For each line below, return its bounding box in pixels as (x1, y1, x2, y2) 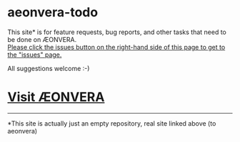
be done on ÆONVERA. (7, 35, 77, 43)
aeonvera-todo (7, 4, 99, 21)
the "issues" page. (7, 50, 62, 59)
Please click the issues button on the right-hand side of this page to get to (7, 43, 226, 51)
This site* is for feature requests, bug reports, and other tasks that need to (7, 28, 226, 36)
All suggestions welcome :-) (7, 64, 90, 72)
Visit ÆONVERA (7, 89, 105, 105)
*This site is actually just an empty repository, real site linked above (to (7, 119, 216, 128)
